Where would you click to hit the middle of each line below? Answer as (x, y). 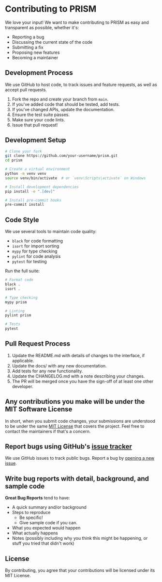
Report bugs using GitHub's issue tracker (68, 447)
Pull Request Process (38, 344)
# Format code (19, 280)
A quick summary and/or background (49, 507)
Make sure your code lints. (38, 119)
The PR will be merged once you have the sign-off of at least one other (83, 381)
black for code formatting (37, 241)
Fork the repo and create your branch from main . (60, 99)
